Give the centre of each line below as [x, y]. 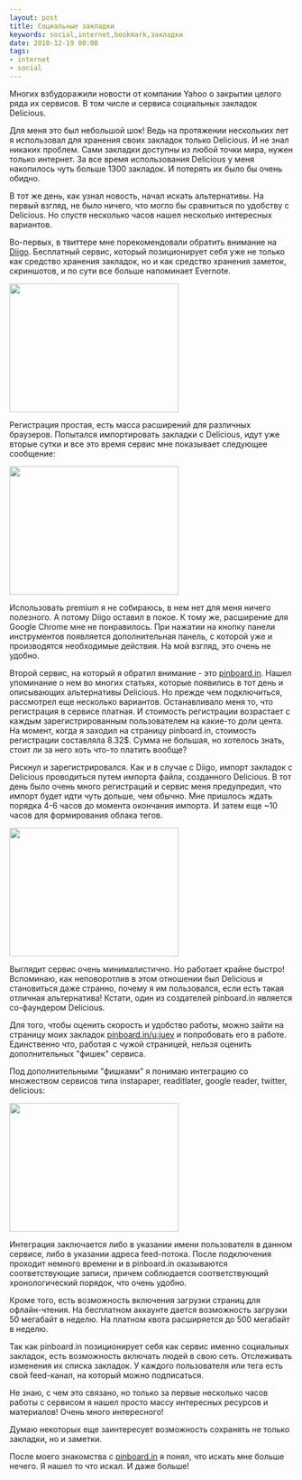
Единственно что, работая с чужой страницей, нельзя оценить [131, 1044]
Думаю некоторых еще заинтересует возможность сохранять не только [150, 1429]
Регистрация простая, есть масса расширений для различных [130, 424]
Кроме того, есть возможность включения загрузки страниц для [135, 1300]
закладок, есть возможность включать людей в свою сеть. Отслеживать [151, 1355]
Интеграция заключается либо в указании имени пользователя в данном [151, 1244]
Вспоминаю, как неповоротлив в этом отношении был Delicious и [136, 978]
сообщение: [32, 453]
